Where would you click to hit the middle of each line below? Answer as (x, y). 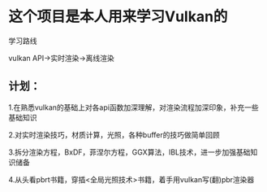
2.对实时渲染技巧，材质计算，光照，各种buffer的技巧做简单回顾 (114, 134)
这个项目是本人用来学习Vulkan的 (118, 17)
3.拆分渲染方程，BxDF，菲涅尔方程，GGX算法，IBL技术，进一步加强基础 (129, 152)
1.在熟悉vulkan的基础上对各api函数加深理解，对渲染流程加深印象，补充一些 (133, 107)
